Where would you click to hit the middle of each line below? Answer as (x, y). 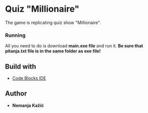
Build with (21, 66)
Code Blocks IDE (29, 78)
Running (15, 35)
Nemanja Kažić (28, 105)
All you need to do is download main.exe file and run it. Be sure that (74, 46)
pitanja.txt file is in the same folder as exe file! (53, 51)
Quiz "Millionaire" (42, 9)
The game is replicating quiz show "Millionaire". (53, 23)
